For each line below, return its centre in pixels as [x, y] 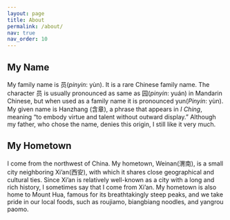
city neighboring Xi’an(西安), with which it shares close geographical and [111, 172]
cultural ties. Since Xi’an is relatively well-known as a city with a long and [111, 179]
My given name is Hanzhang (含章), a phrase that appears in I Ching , [105, 109]
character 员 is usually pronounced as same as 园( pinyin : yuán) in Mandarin [115, 93]
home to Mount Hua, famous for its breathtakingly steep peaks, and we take [115, 194]
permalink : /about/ [35, 26]
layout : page [26, 13]
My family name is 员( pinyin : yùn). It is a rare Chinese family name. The [108, 84]
